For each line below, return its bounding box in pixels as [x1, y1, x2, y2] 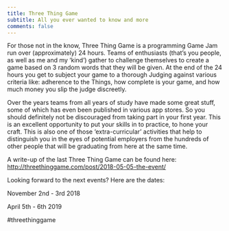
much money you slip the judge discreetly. [7, 85, 127, 93]
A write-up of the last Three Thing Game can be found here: [7, 156, 177, 164]
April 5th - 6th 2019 [7, 203, 62, 211]
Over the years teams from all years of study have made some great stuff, [7, 99, 216, 107]
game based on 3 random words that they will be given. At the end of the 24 [7, 63, 223, 72]
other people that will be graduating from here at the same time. [7, 142, 188, 151]
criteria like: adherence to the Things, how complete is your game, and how [7, 78, 221, 86]
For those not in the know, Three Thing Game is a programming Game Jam [7, 42, 218, 50]
